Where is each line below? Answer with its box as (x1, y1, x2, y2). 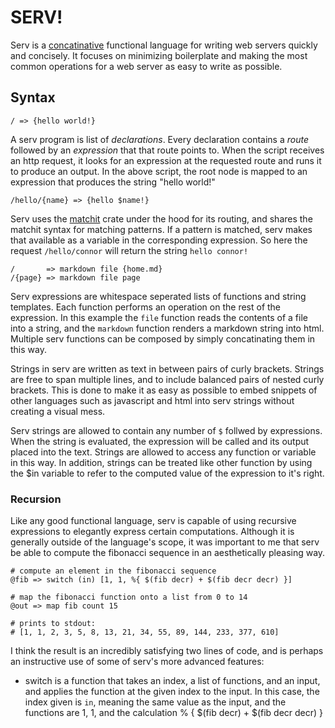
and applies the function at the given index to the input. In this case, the (24, 686, 320, 698)
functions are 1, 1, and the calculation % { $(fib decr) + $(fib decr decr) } (24, 707, 324, 719)
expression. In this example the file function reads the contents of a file (10, 311, 308, 323)
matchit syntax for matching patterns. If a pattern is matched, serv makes (10, 223, 313, 235)
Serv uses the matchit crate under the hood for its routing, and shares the (10, 212, 313, 225)
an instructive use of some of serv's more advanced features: (10, 656, 265, 668)
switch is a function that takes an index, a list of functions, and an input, (24, 675, 321, 687)
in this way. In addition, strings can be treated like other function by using (10, 456, 313, 468)
